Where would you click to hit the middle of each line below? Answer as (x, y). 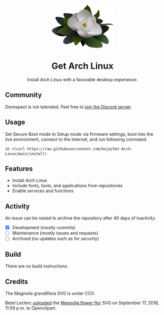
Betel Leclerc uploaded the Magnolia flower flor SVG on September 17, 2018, (82, 303)
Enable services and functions (43, 191)
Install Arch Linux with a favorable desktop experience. (82, 79)
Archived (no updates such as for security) (55, 239)
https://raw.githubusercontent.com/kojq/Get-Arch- (80, 149)
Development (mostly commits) (44, 228)
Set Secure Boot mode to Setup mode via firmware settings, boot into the (79, 134)
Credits (17, 281)
